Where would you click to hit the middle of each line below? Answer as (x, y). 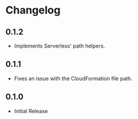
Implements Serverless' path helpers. (60, 46)
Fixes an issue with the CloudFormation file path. (73, 78)
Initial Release (31, 111)
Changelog (33, 10)
